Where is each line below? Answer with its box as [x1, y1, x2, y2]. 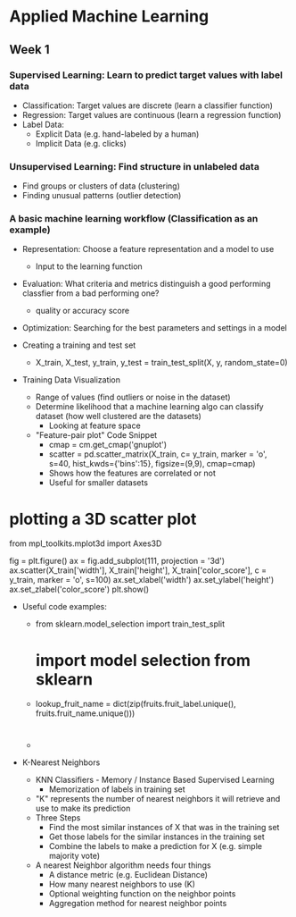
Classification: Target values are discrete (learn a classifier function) [21, 100, 274, 111]
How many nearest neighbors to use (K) [48, 879, 196, 889]
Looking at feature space [48, 420, 141, 431]
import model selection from [35, 650, 251, 670]
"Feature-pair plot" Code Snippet [35, 430, 158, 441]
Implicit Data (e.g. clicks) [35, 138, 127, 148]
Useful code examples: [21, 602, 107, 612]
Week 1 [9, 42, 50, 57]
